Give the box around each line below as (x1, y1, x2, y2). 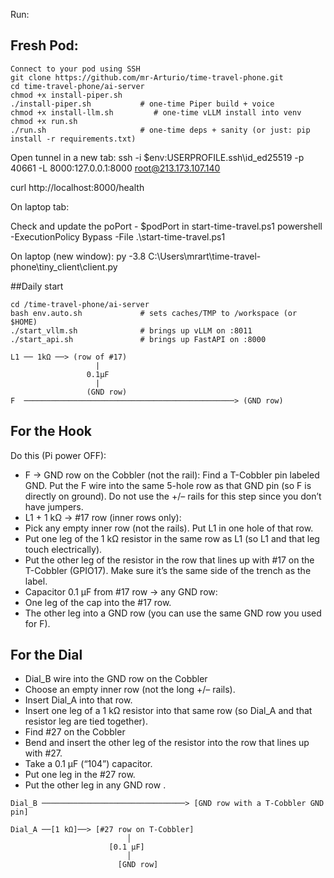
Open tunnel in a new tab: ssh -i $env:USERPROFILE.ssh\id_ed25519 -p (10, 151, 305, 163)
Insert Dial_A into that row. (24, 694, 133, 706)
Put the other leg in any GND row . (24, 779, 167, 791)
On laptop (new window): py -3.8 (10, 250, 147, 262)
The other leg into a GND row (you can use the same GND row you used (24, 607, 322, 619)
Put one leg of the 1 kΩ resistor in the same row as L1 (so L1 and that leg (24, 532, 320, 544)
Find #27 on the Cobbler (24, 726, 126, 738)
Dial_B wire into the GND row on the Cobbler (24, 673, 208, 685)
